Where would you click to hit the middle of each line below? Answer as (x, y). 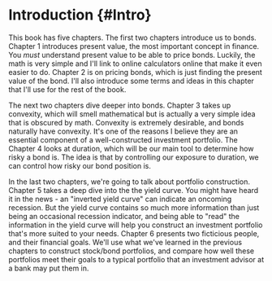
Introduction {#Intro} (80, 15)
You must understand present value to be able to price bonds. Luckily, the (132, 55)
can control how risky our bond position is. (80, 165)
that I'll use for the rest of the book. (67, 89)
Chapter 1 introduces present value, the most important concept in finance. (134, 46)
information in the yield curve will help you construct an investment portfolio (136, 225)
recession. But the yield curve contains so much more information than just (134, 207)
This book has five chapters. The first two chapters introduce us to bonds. (133, 37)
